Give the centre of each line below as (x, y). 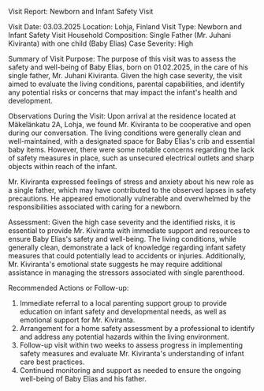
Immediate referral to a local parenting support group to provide (123, 303)
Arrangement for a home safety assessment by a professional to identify (137, 328)
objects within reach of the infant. (63, 166)
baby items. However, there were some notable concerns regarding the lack (131, 150)
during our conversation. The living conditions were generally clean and (125, 133)
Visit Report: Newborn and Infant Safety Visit (81, 11)
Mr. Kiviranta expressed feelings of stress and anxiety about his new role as (131, 182)
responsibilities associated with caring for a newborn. (95, 207)
